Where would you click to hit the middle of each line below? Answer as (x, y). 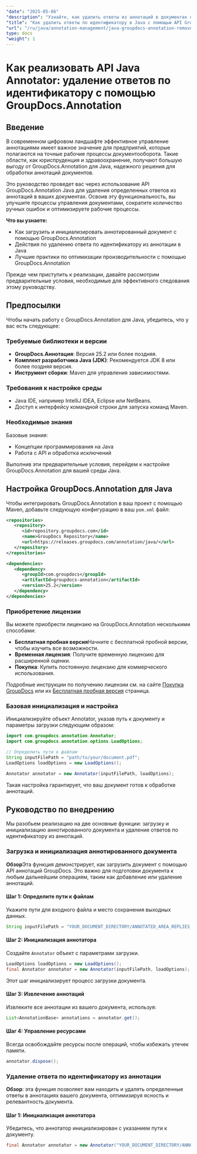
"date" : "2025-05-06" (33, 11)
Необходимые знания (39, 423)
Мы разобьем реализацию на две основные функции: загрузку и (87, 824)
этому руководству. (31, 287)
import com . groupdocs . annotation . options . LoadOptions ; (74, 741)
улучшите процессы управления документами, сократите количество (94, 203)
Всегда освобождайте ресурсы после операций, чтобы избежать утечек (97, 1045)
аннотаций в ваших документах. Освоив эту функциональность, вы (91, 197)
